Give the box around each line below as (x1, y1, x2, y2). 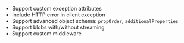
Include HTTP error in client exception (11, 11, 105, 18)
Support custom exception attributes (11, 5, 102, 12)
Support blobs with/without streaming (11, 24, 105, 31)
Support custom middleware (11, 30, 82, 37)
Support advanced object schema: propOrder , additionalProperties (11, 18, 179, 24)
